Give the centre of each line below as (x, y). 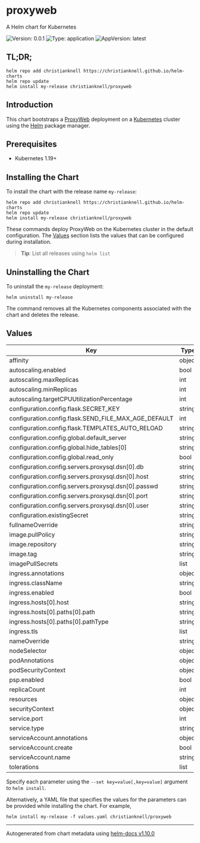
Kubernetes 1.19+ (36, 158)
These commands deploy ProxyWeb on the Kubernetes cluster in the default (100, 229)
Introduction (30, 105)
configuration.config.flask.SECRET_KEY (65, 409)
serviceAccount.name (40, 757)
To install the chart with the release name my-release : (71, 192)
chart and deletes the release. (43, 315)
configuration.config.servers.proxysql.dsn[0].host (79, 476)
